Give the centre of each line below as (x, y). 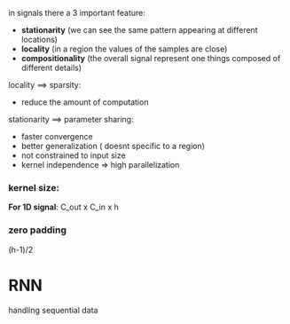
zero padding (38, 230)
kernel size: (34, 187)
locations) (39, 40)
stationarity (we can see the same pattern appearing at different (139, 30)
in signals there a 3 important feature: (77, 13)
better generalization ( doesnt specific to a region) (113, 146)
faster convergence (57, 136)
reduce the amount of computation (85, 102)
